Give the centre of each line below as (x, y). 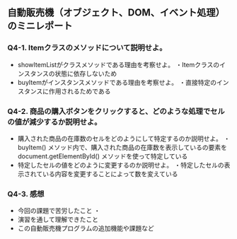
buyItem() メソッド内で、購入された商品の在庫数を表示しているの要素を (122, 147)
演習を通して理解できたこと (58, 220)
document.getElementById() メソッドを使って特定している (103, 156)
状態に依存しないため (86, 74)
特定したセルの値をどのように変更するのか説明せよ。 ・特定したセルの (121, 165)
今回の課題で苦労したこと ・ (59, 211)
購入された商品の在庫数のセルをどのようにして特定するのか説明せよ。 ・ (124, 138)
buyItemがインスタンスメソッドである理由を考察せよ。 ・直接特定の (117, 82)
